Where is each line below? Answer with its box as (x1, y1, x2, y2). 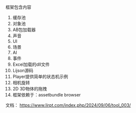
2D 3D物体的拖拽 (12, 86, 47, 92)
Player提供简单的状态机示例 (12, 74, 68, 79)
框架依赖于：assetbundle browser (12, 92, 81, 97)
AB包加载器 (12, 27, 36, 33)
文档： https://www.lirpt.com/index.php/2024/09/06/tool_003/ (5, 102, 131, 108)
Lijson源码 (12, 68, 34, 73)
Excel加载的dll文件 (12, 61, 50, 67)
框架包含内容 (5, 4, 31, 10)
